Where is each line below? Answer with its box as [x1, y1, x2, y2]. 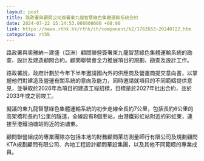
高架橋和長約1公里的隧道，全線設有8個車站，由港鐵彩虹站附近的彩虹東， [6, 113, 188, 120]
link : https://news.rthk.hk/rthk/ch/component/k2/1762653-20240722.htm [6, 26, 191, 32]
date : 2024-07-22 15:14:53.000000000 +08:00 [6, 20, 121, 26]
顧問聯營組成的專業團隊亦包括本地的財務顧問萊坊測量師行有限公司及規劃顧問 [6, 133, 198, 140]
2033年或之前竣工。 [6, 92, 57, 100]
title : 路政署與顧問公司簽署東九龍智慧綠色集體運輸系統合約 [6, 15, 138, 21]
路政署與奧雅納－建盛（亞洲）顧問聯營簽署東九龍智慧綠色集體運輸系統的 [6, 49, 187, 57]
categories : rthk [6, 32, 50, 38]
